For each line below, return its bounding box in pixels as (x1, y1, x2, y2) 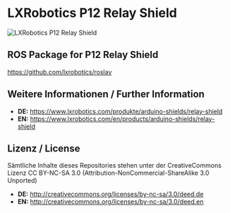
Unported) (7, 176, 37, 185)
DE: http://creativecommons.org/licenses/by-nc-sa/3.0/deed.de (17, 190, 204, 199)
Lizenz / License (7, 142, 80, 154)
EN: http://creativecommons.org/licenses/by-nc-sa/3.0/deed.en (17, 197, 204, 206)
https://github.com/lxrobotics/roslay (7, 67, 112, 76)
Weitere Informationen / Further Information (7, 88, 205, 100)
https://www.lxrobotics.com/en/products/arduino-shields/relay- (30, 115, 215, 123)
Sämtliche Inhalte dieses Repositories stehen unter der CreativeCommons (7, 161, 222, 170)
